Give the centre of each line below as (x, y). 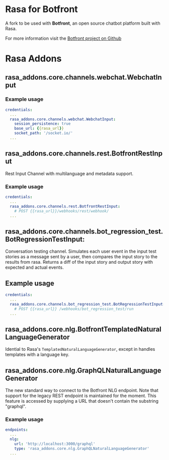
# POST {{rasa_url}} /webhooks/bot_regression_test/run (74, 309)
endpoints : (17, 430)
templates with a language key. (37, 355)
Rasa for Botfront (41, 9)
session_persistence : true (43, 124)
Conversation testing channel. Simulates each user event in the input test (81, 251)
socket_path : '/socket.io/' (44, 133)
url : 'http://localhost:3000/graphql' (55, 444)
